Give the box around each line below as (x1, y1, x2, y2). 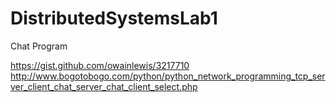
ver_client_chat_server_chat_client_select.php (10, 80, 198, 92)
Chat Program (10, 40, 68, 52)
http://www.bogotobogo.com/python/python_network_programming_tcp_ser (10, 70, 326, 82)
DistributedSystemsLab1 (10, 7, 218, 30)
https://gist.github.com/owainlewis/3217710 (10, 59, 190, 71)
